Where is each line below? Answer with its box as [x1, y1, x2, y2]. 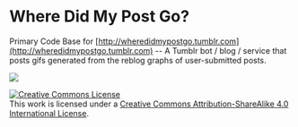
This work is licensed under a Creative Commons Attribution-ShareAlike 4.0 [9, 98, 289, 109]
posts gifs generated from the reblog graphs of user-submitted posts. [9, 55, 267, 65]
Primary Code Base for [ [9, 36, 99, 47]
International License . [9, 107, 90, 118]
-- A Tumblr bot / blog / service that [154, 45, 287, 55]
